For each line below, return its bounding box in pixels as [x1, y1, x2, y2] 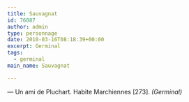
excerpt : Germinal [7, 43, 61, 50]
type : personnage [7, 29, 58, 37]
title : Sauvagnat [7, 10, 58, 17]
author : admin [7, 23, 49, 30]
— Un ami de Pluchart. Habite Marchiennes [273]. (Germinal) [7, 87, 183, 96]
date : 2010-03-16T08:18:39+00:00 [7, 36, 105, 43]
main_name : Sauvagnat [7, 62, 70, 69]
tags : [7, 50, 23, 57]
